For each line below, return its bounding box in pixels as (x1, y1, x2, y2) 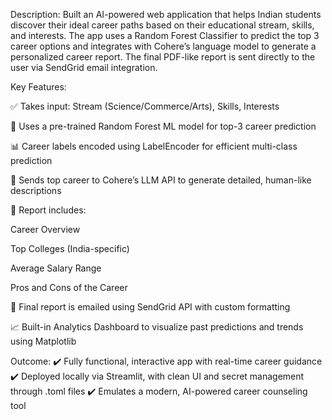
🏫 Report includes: (10, 204, 87, 216)
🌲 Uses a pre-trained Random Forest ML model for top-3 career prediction (10, 120, 317, 132)
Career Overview (10, 224, 81, 235)
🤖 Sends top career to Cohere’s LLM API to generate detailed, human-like (10, 174, 312, 186)
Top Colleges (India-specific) (10, 243, 130, 254)
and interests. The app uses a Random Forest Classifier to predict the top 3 (10, 30, 320, 41)
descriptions (10, 185, 62, 196)
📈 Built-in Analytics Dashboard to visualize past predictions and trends (10, 321, 304, 333)
